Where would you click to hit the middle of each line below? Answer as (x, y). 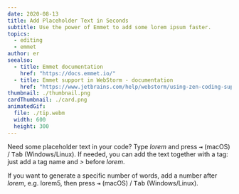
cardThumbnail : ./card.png (47, 100)
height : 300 (32, 126)
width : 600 (30, 119)
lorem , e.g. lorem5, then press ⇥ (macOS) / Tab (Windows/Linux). (103, 183)
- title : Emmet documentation (58, 67)
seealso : (20, 60)
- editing (28, 41)
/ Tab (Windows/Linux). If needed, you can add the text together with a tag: (118, 154)
